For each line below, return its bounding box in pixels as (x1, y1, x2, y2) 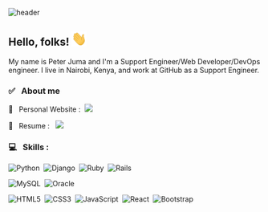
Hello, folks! (8, 35, 70, 49)
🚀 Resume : (8, 121, 51, 131)
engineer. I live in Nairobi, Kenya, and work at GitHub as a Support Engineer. (8, 65, 259, 75)
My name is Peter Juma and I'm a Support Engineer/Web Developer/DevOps (8, 56, 261, 66)
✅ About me (8, 85, 60, 96)
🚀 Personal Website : (8, 104, 81, 114)
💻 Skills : (8, 141, 50, 153)
